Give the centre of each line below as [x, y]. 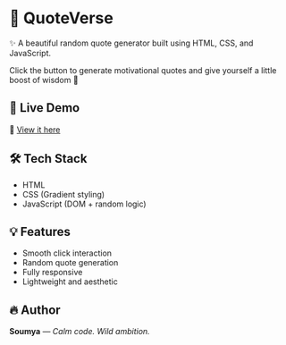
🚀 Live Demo [45, 108]
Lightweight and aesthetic [70, 282]
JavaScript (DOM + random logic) [84, 204]
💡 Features [40, 231]
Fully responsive [52, 273]
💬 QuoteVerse [61, 18]
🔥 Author [35, 310]
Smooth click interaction [67, 253]
